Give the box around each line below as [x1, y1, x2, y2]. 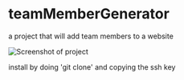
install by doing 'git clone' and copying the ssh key [8, 62, 176, 72]
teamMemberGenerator [8, 5, 170, 23]
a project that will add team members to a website [8, 31, 174, 41]
